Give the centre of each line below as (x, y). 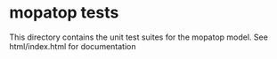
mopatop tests (64, 13)
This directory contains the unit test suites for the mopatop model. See (139, 37)
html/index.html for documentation (73, 46)
